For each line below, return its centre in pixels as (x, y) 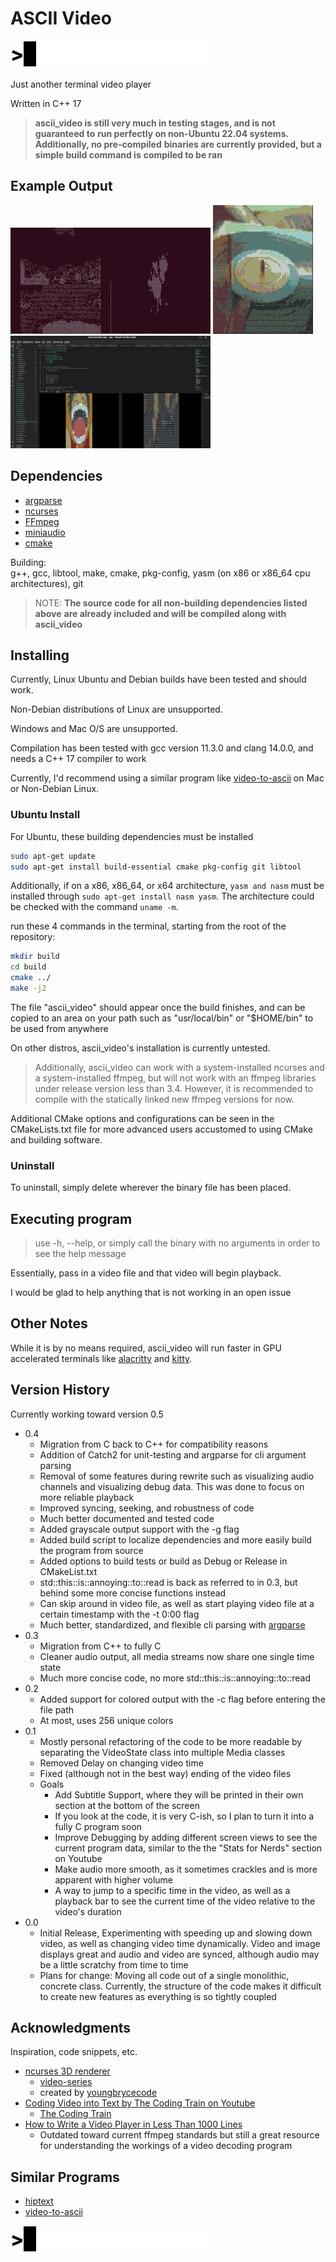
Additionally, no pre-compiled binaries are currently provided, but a (178, 144)
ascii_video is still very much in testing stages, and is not (155, 123)
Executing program (71, 1218)
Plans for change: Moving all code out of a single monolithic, (164, 1975)
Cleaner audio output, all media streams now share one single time (177, 1656)
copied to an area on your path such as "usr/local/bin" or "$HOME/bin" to (162, 1018)
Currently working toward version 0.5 (87, 1414)
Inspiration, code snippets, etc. (74, 2052)
